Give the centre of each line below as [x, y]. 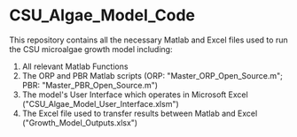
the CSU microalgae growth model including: [91, 49]
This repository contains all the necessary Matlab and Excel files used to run [148, 40]
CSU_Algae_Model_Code [102, 15]
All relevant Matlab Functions [75, 66]
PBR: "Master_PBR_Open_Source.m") [90, 85]
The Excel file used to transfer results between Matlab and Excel [140, 113]
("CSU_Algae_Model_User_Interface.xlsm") [100, 103]
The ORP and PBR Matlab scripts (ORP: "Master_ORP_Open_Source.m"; [152, 75]
